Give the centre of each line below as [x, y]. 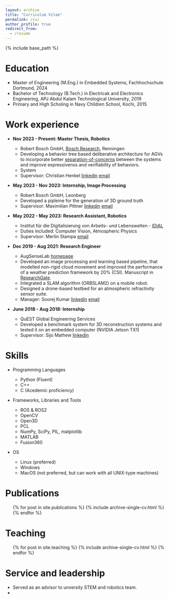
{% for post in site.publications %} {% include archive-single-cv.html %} [88, 507]
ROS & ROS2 [33, 410]
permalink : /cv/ [22, 19]
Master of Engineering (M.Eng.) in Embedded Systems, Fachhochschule [88, 82]
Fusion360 [31, 442]
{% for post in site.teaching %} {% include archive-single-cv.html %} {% [89, 547]
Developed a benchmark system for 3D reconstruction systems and [91, 324]
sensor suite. [34, 294]
